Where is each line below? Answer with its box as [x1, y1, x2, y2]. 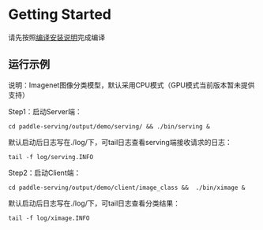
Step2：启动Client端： [8, 168, 81, 177]
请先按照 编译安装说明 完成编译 [8, 32, 105, 42]
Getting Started [8, 6, 112, 24]
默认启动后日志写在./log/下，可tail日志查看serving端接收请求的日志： [8, 137, 232, 147]
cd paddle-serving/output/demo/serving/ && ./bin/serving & [8, 122, 211, 131]
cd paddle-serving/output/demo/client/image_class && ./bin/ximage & [8, 184, 246, 191]
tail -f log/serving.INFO [8, 153, 93, 161]
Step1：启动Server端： [8, 106, 83, 116]
